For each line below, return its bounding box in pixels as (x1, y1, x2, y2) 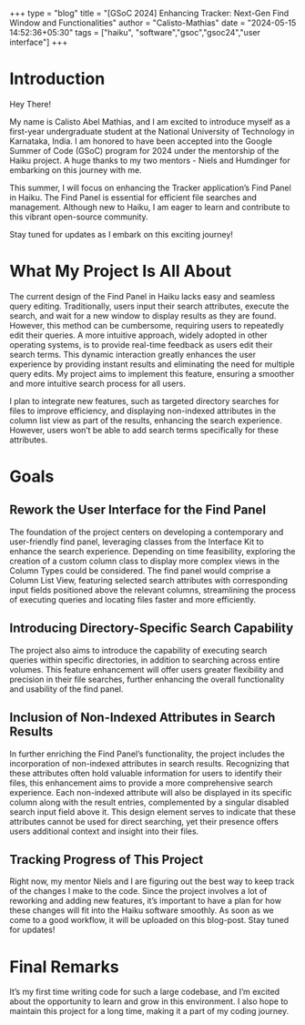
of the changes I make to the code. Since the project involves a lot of (9, 886, 268, 897)
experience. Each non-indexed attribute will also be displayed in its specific (9, 787, 293, 797)
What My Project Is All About (9, 261, 232, 281)
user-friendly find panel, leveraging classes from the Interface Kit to (9, 536, 264, 547)
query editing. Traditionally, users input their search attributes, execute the (9, 300, 290, 311)
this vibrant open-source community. (9, 211, 148, 222)
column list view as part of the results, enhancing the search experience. (9, 414, 282, 426)
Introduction (9, 68, 106, 89)
